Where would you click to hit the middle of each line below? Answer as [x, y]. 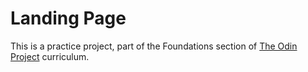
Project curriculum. [50, 56]
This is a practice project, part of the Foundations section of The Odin [154, 46]
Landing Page [68, 18]
